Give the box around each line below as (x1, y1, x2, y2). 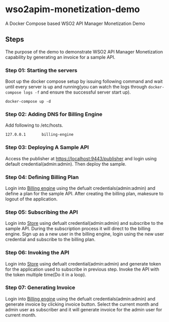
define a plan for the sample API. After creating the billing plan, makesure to (5, 190, 164, 196)
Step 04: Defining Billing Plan (5, 173, 79, 181)
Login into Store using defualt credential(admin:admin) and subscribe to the (5, 220, 163, 226)
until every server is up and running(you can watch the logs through (5, 84, 147, 90)
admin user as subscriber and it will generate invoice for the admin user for (5, 306, 162, 312)
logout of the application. (5, 196, 58, 202)
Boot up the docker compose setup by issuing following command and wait (5, 78, 163, 84)
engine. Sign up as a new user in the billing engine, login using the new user (5, 231, 164, 237)
